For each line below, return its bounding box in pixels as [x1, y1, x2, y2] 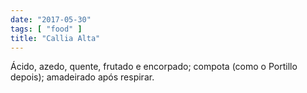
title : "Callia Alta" [10, 33, 101, 43]
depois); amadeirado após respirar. [10, 71, 155, 83]
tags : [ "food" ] [10, 24, 83, 34]
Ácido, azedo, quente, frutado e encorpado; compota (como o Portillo [10, 61, 298, 73]
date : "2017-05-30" [10, 14, 92, 25]
